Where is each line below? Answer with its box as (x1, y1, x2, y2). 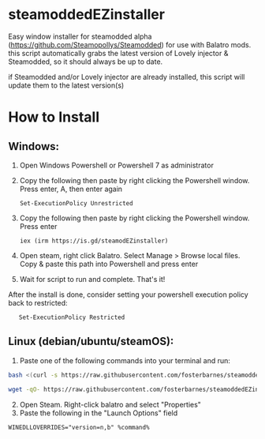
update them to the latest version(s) (8, 81, 125, 90)
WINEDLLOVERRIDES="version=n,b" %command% (8, 423, 150, 431)
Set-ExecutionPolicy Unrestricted (19, 199, 133, 207)
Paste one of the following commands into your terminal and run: (19, 355, 231, 365)
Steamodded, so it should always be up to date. (8, 57, 163, 66)
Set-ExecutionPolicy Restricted (18, 313, 125, 321)
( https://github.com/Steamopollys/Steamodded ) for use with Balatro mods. (8, 39, 252, 49)
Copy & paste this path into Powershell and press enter (19, 259, 199, 268)
